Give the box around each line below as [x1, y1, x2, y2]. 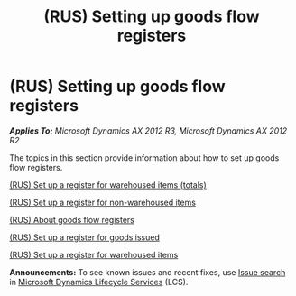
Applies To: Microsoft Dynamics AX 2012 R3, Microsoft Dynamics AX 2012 [9, 125, 288, 136]
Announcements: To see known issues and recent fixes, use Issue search [9, 266, 286, 277]
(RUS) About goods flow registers [9, 214, 135, 225]
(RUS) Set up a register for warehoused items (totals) [9, 179, 208, 190]
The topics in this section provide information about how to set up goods [9, 152, 280, 163]
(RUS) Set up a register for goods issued [9, 232, 161, 243]
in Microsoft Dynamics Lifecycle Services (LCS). [9, 276, 189, 287]
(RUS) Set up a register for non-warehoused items [9, 197, 197, 208]
